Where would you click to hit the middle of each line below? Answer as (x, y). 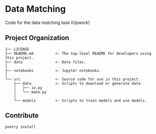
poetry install (20, 127)
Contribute (22, 116)
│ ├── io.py (28, 88)
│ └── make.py (30, 92)
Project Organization (37, 38)
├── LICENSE (17, 49)
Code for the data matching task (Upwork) (48, 22)
